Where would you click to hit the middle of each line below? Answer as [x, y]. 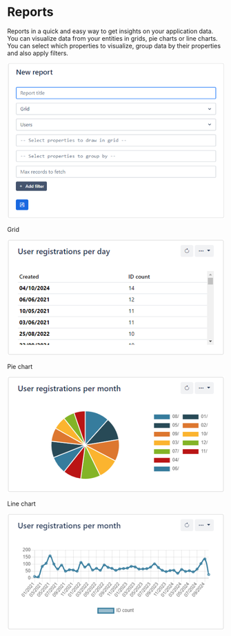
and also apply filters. [38, 53]
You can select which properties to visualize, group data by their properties [114, 46]
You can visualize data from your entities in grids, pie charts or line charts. [113, 38]
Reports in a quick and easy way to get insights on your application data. [110, 31]
